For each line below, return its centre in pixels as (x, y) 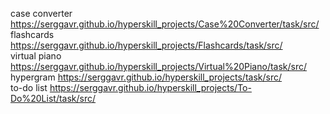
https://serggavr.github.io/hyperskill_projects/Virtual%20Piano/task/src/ (159, 66)
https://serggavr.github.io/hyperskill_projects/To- (150, 87)
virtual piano (36, 56)
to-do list (29, 87)
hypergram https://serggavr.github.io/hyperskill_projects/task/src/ (146, 77)
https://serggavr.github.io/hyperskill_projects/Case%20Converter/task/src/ (165, 24)
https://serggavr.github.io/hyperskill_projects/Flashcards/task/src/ (146, 45)
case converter (41, 13)
